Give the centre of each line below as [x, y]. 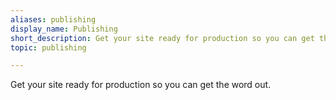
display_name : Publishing [64, 29]
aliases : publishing [53, 19]
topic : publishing [48, 47]
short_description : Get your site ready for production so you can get [162, 38]
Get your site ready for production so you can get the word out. [141, 85]
